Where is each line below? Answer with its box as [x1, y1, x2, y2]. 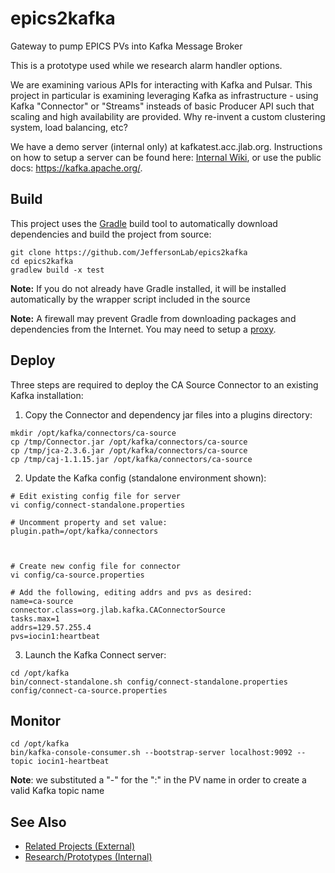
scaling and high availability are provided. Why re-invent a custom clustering [10, 110, 326, 122]
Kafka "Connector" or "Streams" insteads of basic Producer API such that [10, 100, 315, 112]
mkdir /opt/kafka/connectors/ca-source [10, 428, 177, 438]
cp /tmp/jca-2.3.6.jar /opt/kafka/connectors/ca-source [10, 445, 248, 456]
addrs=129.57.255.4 [10, 622, 92, 632]
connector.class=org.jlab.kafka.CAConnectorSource [10, 605, 226, 615]
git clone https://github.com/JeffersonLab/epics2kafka [10, 247, 248, 257]
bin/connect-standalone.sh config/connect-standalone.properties [10, 677, 288, 687]
